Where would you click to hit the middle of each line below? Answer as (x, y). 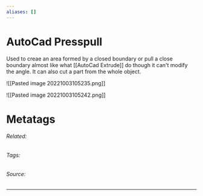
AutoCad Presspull (54, 41)
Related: (17, 136)
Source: (16, 174)
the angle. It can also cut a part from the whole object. (74, 71)
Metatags (31, 119)
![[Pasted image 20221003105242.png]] (56, 95)
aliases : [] (21, 12)
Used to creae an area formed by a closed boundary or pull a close (90, 59)
